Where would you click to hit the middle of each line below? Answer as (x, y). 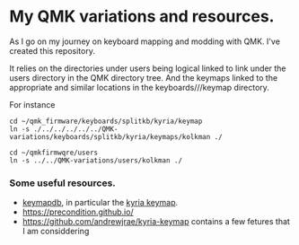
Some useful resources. (63, 183)
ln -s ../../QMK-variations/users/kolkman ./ (96, 160)
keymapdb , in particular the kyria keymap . (100, 203)
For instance (32, 104)
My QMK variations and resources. (142, 17)
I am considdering (56, 232)
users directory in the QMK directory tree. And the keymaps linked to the (144, 77)
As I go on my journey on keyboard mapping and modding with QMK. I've (145, 41)
